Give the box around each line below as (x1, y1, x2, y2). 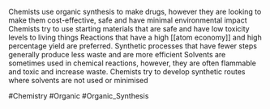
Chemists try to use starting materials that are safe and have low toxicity (8, 24, 250, 33)
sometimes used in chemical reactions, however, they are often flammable (8, 58, 257, 68)
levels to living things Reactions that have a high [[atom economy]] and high (8, 32, 262, 42)
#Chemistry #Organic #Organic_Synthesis (8, 91, 149, 100)
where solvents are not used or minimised (8, 76, 148, 85)
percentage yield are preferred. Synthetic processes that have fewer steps (8, 41, 258, 51)
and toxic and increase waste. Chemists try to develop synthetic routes (8, 67, 246, 76)
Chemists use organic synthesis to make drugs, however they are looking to (8, 7, 262, 16)
